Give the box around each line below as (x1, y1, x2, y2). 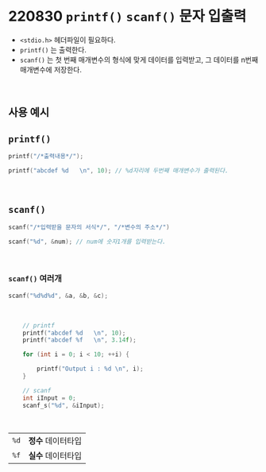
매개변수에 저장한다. (19, 64, 82, 74)
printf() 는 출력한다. (19, 44, 87, 54)
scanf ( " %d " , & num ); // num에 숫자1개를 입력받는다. (8, 238, 167, 246)
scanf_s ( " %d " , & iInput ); (22, 401, 105, 409)
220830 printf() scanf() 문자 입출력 (8, 7, 247, 25)
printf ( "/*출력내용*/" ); (8, 153, 84, 161)
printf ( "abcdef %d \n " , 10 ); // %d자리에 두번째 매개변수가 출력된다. (8, 167, 229, 175)
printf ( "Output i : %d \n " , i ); (37, 365, 145, 373)
